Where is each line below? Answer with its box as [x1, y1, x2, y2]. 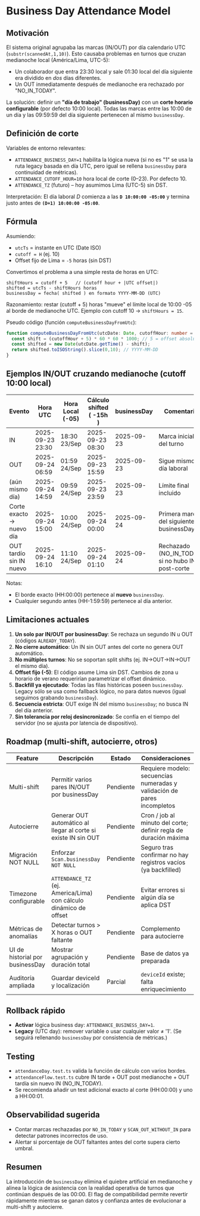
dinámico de [51, 904, 86, 912]
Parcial [106, 978, 126, 986]
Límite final [158, 481, 189, 490]
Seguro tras [140, 843, 174, 852]
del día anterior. [14, 706, 54, 714]
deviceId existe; [140, 970, 186, 978]
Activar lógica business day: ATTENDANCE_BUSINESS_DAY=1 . [14, 1021, 155, 1029]
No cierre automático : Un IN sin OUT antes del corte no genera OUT [14, 643, 184, 650]
